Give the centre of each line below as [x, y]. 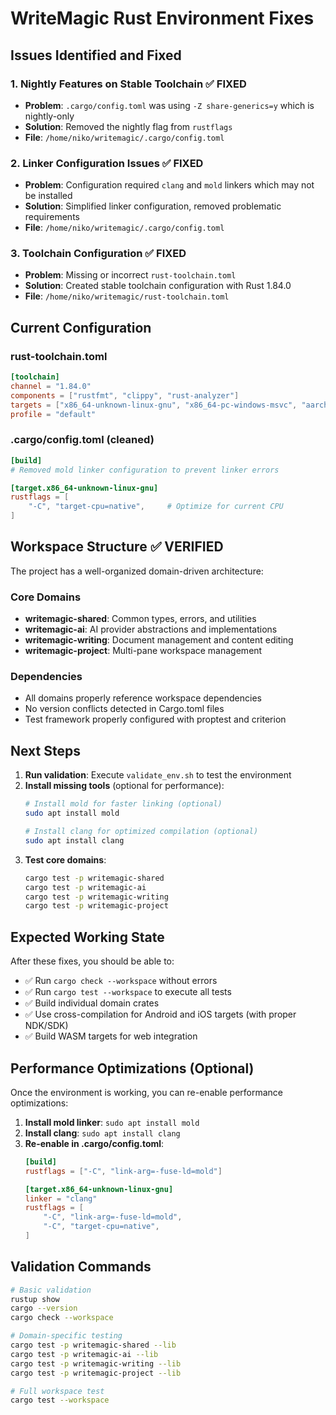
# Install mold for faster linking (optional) [123, 804]
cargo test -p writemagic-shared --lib [93, 1345]
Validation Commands [81, 1267]
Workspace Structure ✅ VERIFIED [117, 547]
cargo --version [44, 1308]
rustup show [35, 1299]
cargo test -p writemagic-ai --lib [84, 1354]
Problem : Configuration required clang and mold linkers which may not [169, 185]
